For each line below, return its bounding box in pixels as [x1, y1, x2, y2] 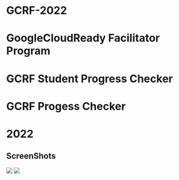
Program [6, 44, 51, 58]
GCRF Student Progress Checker [6, 72, 173, 85]
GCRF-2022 [6, 4, 68, 18]
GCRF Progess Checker [6, 99, 126, 113]
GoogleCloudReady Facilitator [6, 31, 160, 45]
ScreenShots [6, 151, 56, 161]
